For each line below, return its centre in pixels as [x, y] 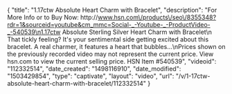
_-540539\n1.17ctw [34, 32]
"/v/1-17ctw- [193, 76]
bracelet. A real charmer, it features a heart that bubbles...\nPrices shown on [116, 47]
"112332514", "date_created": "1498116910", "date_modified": [94, 69]
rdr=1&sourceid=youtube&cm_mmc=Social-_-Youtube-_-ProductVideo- [109, 25]
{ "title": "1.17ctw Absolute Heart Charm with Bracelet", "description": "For [112, 10]
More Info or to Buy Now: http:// [53, 17]
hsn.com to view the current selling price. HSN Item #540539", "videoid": [112, 61]
